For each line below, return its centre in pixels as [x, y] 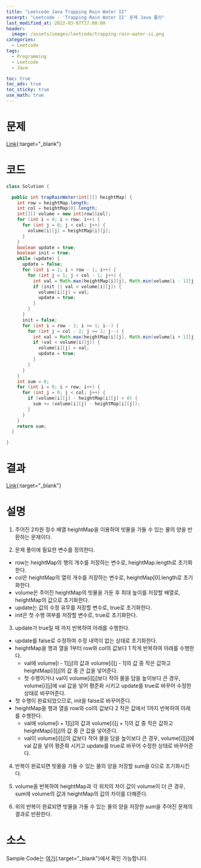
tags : [13, 51]
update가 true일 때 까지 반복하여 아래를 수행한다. [72, 628]
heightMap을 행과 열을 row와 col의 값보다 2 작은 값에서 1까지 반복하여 [97, 708]
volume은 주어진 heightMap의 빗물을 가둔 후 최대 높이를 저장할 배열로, [98, 593]
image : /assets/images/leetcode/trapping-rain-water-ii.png [88, 34]
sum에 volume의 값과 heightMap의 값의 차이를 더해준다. [81, 794]
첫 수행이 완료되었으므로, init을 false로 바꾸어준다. [73, 701]
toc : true [19, 79]
